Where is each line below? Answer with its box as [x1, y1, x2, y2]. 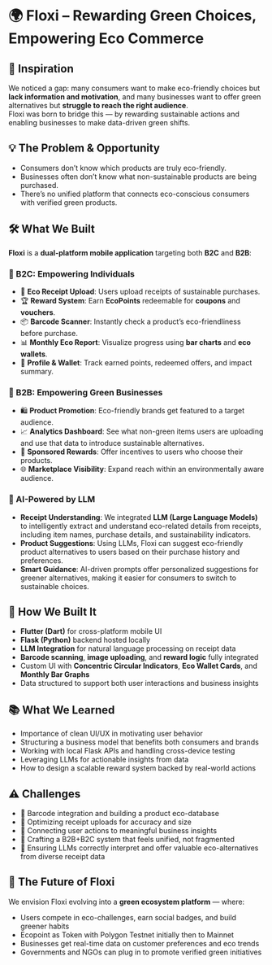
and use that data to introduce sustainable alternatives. [19, 439, 205, 448]
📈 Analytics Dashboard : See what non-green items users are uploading [19, 426, 264, 436]
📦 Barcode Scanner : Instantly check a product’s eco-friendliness [19, 317, 241, 326]
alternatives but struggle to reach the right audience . [8, 101, 188, 110]
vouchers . [19, 307, 56, 317]
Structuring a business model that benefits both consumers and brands [19, 737, 260, 747]
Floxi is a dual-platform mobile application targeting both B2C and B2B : [8, 247, 252, 257]
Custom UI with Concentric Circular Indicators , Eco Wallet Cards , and [19, 661, 258, 671]
